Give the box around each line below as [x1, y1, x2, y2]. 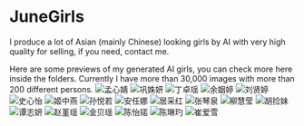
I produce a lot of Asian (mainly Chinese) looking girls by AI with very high [9, 36, 286, 47]
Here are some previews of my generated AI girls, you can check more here [9, 63, 293, 74]
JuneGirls [9, 6, 84, 27]
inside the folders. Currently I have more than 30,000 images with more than [9, 73, 295, 83]
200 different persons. [9, 83, 93, 94]
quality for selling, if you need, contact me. [9, 45, 170, 56]
